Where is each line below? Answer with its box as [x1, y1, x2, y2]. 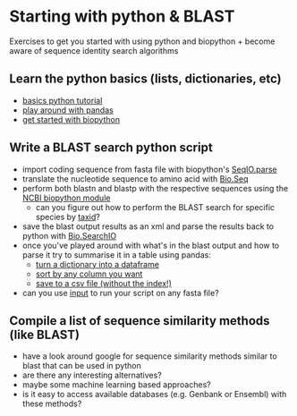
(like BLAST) [9, 327, 81, 342]
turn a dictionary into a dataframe [35, 259, 159, 269]
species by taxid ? [35, 211, 100, 222]
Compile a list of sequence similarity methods [9, 313, 270, 328]
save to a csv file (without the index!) [35, 277, 172, 288]
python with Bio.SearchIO [21, 230, 117, 241]
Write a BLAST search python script [9, 140, 213, 156]
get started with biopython [21, 114, 121, 124]
